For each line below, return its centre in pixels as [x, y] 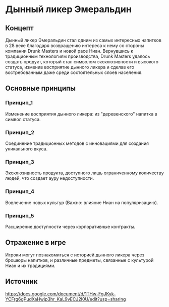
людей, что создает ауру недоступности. [50, 178]
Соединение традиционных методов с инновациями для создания [77, 143]
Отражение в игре [36, 242]
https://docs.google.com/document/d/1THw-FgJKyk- [61, 294]
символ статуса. [23, 119]
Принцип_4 [20, 191]
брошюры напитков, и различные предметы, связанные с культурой [79, 260]
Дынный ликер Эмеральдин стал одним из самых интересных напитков [83, 40]
